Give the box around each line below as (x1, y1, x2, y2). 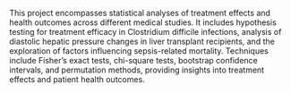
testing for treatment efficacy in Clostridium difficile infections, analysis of (9, 27, 282, 37)
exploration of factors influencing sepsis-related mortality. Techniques (9, 46, 269, 56)
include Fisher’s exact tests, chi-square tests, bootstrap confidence (9, 55, 258, 65)
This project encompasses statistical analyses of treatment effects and (9, 8, 271, 18)
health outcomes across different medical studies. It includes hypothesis (9, 17, 278, 28)
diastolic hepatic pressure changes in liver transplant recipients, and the (9, 36, 275, 46)
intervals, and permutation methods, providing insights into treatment (9, 64, 265, 75)
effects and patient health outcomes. (9, 74, 145, 84)
